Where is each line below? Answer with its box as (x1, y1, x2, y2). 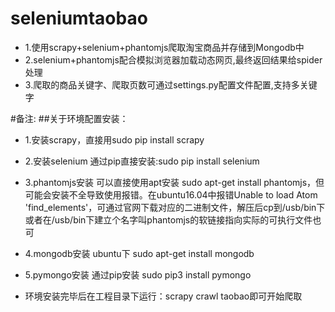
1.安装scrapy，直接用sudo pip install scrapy (24, 133, 205, 146)
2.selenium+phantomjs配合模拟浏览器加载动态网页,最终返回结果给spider (24, 53, 323, 66)
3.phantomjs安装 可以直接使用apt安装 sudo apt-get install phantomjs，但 (24, 176, 325, 188)
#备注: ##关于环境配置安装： (10, 112, 129, 124)
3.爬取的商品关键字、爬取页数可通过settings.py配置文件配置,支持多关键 (24, 78, 318, 91)
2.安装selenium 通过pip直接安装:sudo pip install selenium (24, 155, 260, 167)
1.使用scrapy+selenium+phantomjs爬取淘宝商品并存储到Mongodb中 (24, 41, 305, 53)
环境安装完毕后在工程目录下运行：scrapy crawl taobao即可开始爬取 (24, 290, 303, 302)
